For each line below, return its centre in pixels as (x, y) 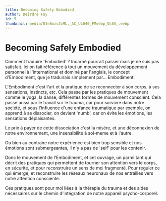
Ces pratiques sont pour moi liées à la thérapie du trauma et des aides (77, 188)
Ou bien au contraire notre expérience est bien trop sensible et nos (74, 143)
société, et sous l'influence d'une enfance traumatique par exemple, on (78, 108)
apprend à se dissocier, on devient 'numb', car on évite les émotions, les (79, 113)
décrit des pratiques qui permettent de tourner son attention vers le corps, (81, 163)
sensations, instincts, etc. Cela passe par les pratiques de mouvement (77, 92)
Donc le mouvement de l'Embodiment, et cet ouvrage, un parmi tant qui (78, 158)
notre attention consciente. (33, 179)
